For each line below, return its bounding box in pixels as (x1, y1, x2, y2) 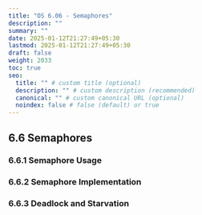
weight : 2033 (8, 57, 52, 65)
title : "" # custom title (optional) (15, 79, 142, 87)
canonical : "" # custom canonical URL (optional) (15, 94, 184, 102)
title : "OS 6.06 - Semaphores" (8, 11, 113, 20)
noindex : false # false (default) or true (15, 101, 160, 109)
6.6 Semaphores (8, 131, 93, 144)
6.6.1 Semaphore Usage (8, 155, 103, 166)
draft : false (8, 49, 52, 57)
